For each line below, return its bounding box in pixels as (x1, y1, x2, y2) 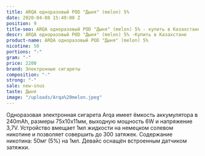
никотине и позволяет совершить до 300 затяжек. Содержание (6, 130, 173, 138)
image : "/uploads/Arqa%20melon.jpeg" (6, 94, 103, 100)
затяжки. (6, 143, 30, 150)
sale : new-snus (6, 83, 45, 89)
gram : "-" (6, 54, 32, 61)
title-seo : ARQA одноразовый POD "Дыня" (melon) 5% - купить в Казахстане (6, 26, 201, 32)
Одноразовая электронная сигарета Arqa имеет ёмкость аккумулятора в (6, 111, 198, 118)
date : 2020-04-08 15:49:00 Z (6, 15, 81, 21)
